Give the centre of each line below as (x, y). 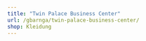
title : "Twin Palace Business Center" (64, 14)
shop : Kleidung (29, 26)
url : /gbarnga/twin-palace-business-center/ (73, 20)
